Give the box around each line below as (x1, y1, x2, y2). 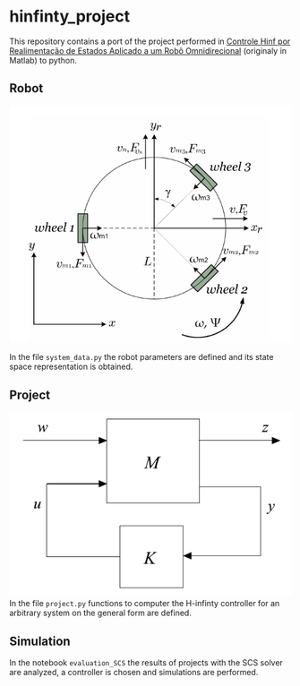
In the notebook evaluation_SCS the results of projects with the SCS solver (9, 657, 284, 668)
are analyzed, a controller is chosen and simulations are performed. (9, 667, 259, 678)
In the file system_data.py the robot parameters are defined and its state (9, 352, 274, 363)
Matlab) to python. (9, 55, 78, 65)
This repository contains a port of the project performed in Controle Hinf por (9, 36, 291, 47)
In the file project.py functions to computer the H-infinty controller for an (9, 598, 280, 609)
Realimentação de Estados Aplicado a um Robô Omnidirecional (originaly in (9, 45, 287, 56)
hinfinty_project (9, 6, 131, 27)
